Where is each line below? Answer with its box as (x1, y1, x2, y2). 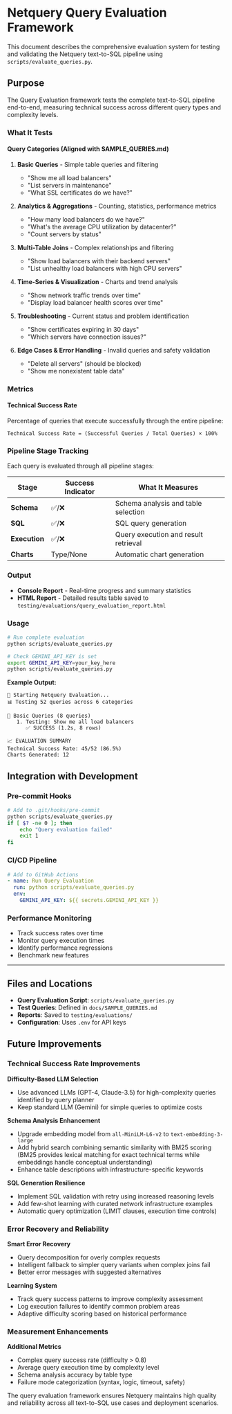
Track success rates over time (17, 929, 104, 937)
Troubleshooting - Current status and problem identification (17, 312, 190, 320)
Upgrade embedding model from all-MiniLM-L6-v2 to (17, 1129, 169, 1138)
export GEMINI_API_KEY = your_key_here (7, 660, 116, 666)
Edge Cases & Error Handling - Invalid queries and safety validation (17, 346, 211, 354)
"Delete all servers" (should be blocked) (27, 359, 142, 368)
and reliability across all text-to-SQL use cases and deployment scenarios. (7, 1399, 219, 1407)
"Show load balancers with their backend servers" (27, 256, 171, 265)
